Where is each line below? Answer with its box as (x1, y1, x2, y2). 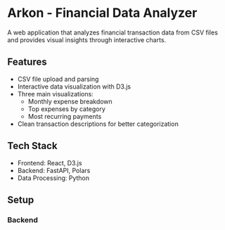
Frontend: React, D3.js (17, 158, 82, 167)
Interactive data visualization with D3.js (17, 82, 131, 91)
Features (7, 56, 47, 68)
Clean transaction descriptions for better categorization (17, 120, 179, 128)
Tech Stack (7, 140, 58, 152)
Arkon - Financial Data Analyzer (7, 5, 198, 21)
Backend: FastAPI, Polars (17, 166, 91, 174)
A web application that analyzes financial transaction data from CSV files (7, 28, 218, 37)
